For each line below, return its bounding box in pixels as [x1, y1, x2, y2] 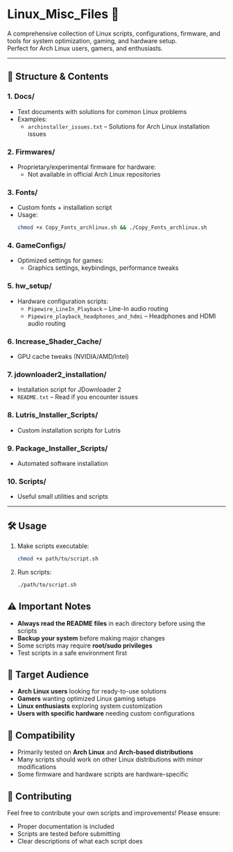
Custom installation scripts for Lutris [17, 426, 121, 434]
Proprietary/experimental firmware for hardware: [17, 163, 156, 171]
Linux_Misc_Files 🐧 [7, 6, 119, 22]
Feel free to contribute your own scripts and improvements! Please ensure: [7, 808, 221, 817]
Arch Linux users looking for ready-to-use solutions [17, 687, 167, 696]
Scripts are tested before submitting [17, 829, 121, 837]
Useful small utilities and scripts [17, 492, 109, 501]
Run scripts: [17, 568, 52, 576]
